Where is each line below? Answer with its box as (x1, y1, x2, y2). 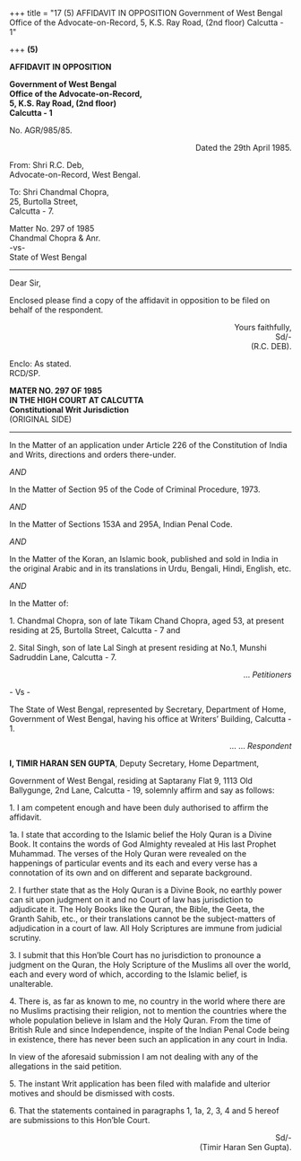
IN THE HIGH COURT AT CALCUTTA (9, 395, 144, 405)
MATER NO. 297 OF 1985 (9, 385, 103, 396)
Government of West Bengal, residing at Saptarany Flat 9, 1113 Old (9, 776, 254, 786)
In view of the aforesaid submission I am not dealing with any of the (9, 1051, 259, 1062)
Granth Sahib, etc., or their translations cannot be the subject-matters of (9, 913, 276, 924)
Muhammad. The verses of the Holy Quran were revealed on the (9, 849, 247, 858)
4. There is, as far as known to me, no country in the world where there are (9, 996, 286, 1007)
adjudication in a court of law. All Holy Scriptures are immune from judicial (9, 923, 282, 933)
